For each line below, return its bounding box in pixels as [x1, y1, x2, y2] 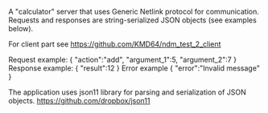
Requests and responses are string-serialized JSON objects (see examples [8, 15, 258, 25]
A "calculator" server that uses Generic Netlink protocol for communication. [8, 7, 259, 16]
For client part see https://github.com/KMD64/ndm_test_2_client [8, 39, 221, 49]
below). [8, 24, 34, 33]
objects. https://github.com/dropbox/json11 [8, 96, 150, 105]
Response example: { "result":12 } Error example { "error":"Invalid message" [8, 63, 260, 73]
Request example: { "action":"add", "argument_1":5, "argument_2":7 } [8, 55, 237, 64]
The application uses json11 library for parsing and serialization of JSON [8, 87, 247, 97]
